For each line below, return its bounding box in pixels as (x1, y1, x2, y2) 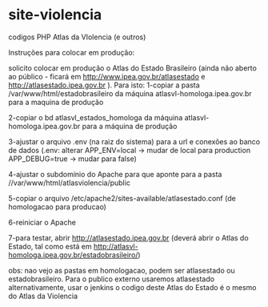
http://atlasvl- (93, 241, 138, 251)
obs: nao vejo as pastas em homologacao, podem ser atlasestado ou (8, 265, 235, 275)
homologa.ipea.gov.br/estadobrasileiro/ (8, 250, 138, 260)
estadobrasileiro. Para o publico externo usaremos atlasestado (8, 274, 214, 284)
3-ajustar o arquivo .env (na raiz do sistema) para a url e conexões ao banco (8, 136, 261, 146)
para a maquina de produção (8, 97, 104, 107)
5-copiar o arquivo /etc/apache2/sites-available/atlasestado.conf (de (8, 193, 236, 203)
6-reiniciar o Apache (8, 217, 76, 227)
